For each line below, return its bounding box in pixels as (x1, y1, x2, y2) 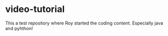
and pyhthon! (5, 25, 33, 31)
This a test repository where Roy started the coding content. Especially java (5, 20, 163, 26)
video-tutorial (5, 3, 65, 15)
